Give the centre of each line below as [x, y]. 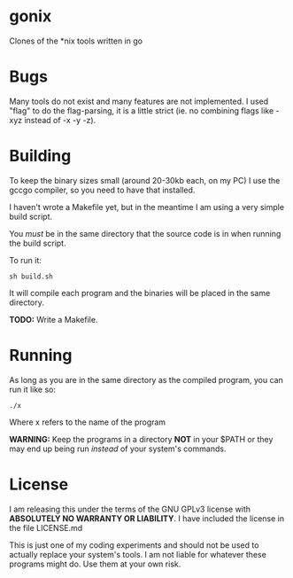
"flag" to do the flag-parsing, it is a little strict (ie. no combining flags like [142, 110]
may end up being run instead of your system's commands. [118, 449]
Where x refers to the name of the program [88, 422]
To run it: [26, 260]
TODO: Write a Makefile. [54, 319]
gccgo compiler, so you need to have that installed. [102, 190]
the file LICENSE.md [46, 527]
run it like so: [32, 389]
